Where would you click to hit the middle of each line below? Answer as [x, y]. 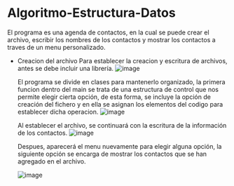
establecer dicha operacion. [58, 112]
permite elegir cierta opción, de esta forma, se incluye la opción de [114, 97]
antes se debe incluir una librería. [66, 68]
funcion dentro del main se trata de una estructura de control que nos [118, 89]
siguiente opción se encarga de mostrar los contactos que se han [112, 154]
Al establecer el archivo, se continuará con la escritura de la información [122, 125]
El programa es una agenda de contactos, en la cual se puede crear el [108, 32]
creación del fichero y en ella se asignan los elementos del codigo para [120, 104]
